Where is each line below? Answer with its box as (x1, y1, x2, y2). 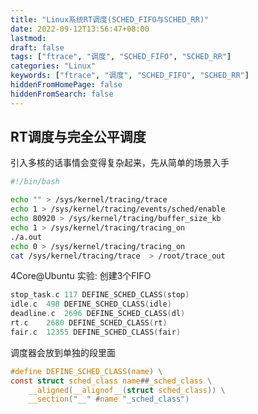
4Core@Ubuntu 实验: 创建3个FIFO (10, 270, 152, 282)
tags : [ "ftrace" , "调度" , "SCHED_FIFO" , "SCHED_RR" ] (10, 52, 232, 62)
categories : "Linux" (10, 61, 97, 71)
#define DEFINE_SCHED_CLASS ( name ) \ (10, 366, 163, 376)
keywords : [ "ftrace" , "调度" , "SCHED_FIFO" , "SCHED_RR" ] (10, 71, 250, 81)
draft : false (10, 42, 65, 53)
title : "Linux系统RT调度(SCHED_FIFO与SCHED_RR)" (10, 14, 210, 25)
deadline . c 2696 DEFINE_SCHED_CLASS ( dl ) (10, 309, 186, 319)
